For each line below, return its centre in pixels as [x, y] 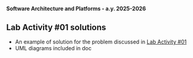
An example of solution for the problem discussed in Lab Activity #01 [101, 42]
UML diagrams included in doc [53, 48]
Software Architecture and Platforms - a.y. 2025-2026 [76, 8]
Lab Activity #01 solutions [56, 27]
